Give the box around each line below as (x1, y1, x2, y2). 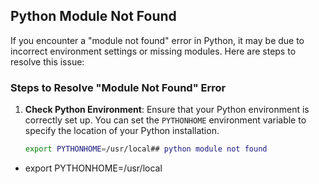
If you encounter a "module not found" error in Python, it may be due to (10, 34, 305, 46)
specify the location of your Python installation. (24, 125, 220, 137)
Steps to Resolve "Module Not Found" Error (10, 80, 227, 94)
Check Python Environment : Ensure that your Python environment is (24, 104, 310, 116)
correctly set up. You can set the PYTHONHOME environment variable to (24, 114, 307, 126)
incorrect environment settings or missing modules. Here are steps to (10, 45, 297, 57)
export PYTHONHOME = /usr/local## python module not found (24, 144, 268, 154)
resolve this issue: (10, 55, 85, 68)
